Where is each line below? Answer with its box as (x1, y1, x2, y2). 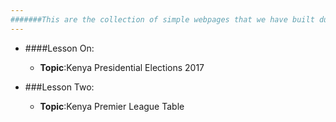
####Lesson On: (24, 42, 95, 54)
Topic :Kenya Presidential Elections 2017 (39, 61, 205, 73)
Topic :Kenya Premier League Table (39, 100, 185, 112)
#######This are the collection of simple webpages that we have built (10, 14, 315, 25)
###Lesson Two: (24, 81, 95, 93)
